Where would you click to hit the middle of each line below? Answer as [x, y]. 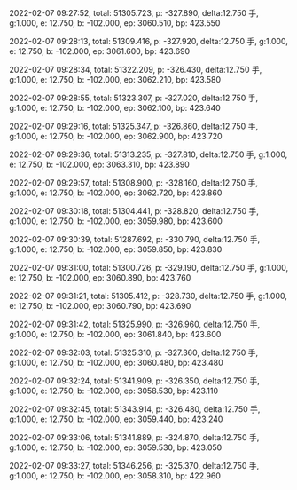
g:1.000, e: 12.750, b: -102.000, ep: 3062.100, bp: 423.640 [115, 108]
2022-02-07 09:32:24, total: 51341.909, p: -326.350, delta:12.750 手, [134, 381]
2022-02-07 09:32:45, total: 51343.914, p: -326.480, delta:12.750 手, [135, 409]
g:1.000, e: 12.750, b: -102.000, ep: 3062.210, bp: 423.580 [115, 79]
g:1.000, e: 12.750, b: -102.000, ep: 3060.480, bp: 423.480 [116, 363]
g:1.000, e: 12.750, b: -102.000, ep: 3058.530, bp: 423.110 [114, 391]
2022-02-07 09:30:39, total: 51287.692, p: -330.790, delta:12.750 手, [134, 239]
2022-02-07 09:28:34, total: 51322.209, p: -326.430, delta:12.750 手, [136, 70]
